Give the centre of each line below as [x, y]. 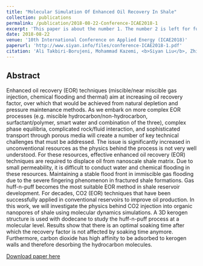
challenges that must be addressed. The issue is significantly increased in [98, 141]
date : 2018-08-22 [28, 34]
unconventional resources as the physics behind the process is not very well [101, 148]
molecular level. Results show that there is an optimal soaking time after [95, 225]
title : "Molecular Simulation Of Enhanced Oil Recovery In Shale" [92, 12]
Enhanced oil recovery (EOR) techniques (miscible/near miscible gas [92, 90]
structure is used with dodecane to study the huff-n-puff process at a [93, 219]
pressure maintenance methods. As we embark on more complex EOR [94, 109]
